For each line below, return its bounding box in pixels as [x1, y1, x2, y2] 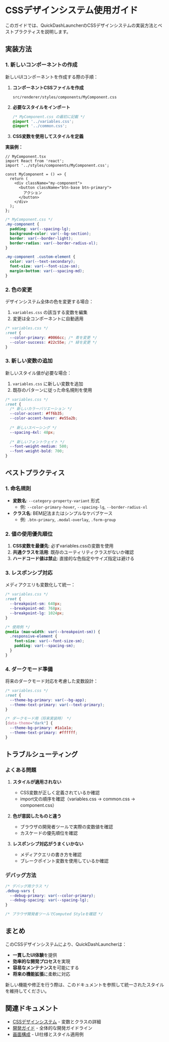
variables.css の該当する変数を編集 [12, 309, 88, 315]
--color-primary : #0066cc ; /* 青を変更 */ [10, 335, 97, 340]
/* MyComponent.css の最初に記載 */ [12, 114, 85, 119]
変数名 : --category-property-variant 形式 [12, 497, 100, 504]
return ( [10, 176, 28, 182]
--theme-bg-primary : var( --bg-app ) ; [10, 697, 87, 703]
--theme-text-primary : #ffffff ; [10, 730, 78, 736]
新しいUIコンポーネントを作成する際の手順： [5, 74, 98, 80]
